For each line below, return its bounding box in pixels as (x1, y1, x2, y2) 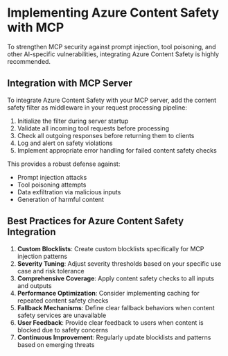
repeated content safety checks (17, 296, 109, 305)
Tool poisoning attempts (17, 180, 87, 189)
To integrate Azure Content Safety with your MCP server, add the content (7, 96, 217, 104)
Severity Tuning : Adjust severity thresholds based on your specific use (17, 259, 222, 268)
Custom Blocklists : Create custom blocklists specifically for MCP (17, 244, 204, 253)
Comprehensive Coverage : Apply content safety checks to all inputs (17, 274, 215, 282)
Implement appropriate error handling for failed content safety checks (17, 146, 217, 154)
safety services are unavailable (17, 311, 107, 319)
